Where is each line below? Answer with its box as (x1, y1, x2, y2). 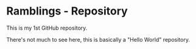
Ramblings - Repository (6, 4, 128, 18)
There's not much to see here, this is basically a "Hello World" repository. (6, 36, 191, 43)
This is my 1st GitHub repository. (6, 24, 88, 31)
